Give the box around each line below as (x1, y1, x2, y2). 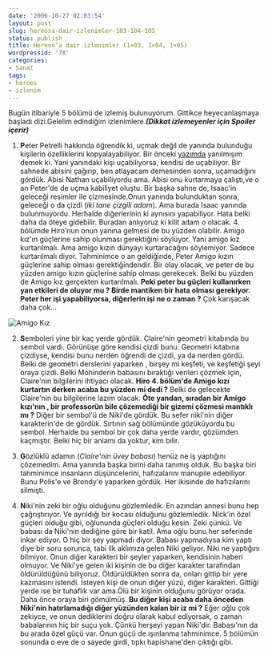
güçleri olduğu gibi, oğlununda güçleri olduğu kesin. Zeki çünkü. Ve (19, 518, 242, 528)
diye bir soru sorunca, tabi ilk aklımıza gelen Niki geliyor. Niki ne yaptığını (19, 544, 260, 553)
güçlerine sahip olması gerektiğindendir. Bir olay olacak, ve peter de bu (19, 260, 254, 269)
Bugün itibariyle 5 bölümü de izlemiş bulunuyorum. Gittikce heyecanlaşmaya (8, 108, 260, 118)
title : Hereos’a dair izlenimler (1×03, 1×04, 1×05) (8, 42, 188, 50)
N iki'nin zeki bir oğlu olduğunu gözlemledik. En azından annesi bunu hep (19, 501, 260, 511)
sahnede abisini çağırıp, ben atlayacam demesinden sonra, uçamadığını (19, 166, 256, 176)
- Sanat (8, 64, 34, 72)
